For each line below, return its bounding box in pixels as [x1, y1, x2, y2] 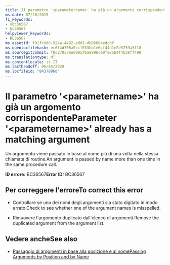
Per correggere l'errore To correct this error [5, 186, 143, 194]
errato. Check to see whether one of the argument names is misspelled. [12, 205, 161, 211]
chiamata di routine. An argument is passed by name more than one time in [5, 156, 160, 162]
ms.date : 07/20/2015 [5, 12, 49, 17]
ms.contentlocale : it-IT [5, 59, 58, 64]
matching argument [5, 134, 90, 145]
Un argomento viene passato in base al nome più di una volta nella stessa [5, 150, 158, 156]
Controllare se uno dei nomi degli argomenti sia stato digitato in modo [12, 199, 158, 206]
